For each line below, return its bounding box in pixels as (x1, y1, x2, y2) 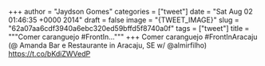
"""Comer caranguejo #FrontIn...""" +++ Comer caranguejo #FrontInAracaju (8, 32, 258, 41)
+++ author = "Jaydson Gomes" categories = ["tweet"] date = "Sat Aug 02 (8, 7, 253, 16)
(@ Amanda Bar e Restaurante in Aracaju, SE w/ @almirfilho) (8, 41, 208, 50)
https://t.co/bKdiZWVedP (8, 49, 91, 58)
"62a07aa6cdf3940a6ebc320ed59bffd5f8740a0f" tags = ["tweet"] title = (8, 24, 250, 33)
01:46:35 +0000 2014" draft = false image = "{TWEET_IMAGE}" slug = (8, 15, 239, 25)
